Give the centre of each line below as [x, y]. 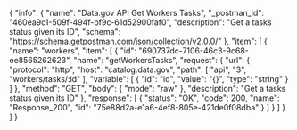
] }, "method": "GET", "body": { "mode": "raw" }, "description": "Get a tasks [148, 89]
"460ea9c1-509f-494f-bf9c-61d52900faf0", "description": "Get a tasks [140, 22]
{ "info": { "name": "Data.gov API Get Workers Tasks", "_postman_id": [137, 13]
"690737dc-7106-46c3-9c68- [194, 51]
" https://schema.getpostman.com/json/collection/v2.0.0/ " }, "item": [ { [138, 41]
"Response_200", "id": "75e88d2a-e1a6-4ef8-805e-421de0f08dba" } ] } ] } [148, 107]
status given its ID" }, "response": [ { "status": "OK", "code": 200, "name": [144, 98]
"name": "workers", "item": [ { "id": [73, 51]
